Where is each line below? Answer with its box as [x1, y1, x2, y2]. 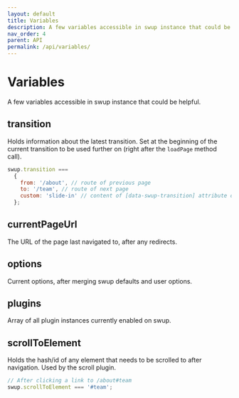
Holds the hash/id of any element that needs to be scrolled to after [7, 356, 202, 365]
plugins [7, 298, 41, 310]
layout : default [7, 10, 55, 18]
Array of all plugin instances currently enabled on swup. [7, 316, 172, 325]
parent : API [7, 37, 43, 44]
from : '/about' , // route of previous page [20, 179, 152, 186]
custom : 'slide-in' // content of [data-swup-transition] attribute [20, 193, 228, 200]
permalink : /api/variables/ [7, 43, 91, 50]
